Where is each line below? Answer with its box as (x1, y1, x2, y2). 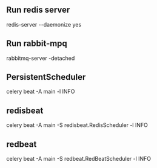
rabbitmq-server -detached (6, 54, 75, 62)
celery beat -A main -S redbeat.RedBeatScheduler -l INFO (6, 155, 152, 163)
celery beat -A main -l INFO (6, 88, 75, 95)
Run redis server (6, 5, 70, 15)
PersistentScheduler (6, 72, 86, 82)
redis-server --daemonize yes (6, 21, 82, 28)
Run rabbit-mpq (6, 39, 68, 49)
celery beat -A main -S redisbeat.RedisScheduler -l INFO (6, 121, 149, 129)
